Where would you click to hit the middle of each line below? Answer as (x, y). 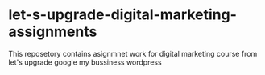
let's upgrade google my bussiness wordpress (85, 62)
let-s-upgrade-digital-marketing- (123, 15)
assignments (53, 32)
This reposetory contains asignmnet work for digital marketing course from (133, 53)
